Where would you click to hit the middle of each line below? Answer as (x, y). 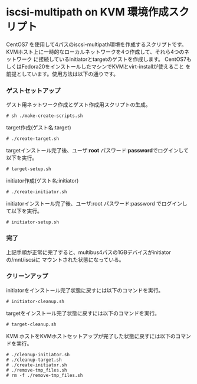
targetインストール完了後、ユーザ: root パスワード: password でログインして (97, 151)
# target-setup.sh (29, 169)
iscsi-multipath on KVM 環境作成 (88, 12)
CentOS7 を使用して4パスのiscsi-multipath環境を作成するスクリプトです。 (96, 44)
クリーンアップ (27, 276)
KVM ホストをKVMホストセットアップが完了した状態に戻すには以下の (91, 336)
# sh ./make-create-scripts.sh (45, 116)
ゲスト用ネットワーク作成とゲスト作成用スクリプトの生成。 (78, 105)
